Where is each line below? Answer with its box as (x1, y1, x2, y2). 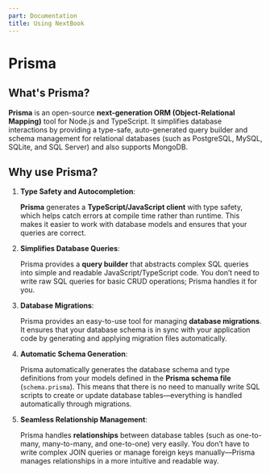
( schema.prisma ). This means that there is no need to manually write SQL (19, 382, 260, 392)
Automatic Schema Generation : (19, 349, 128, 359)
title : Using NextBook (8, 19, 85, 27)
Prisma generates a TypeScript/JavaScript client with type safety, (19, 203, 243, 212)
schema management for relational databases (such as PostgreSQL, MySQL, (8, 133, 264, 143)
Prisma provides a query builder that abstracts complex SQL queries (19, 259, 249, 269)
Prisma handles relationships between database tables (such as (19, 430, 235, 440)
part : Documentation (8, 11, 78, 20)
